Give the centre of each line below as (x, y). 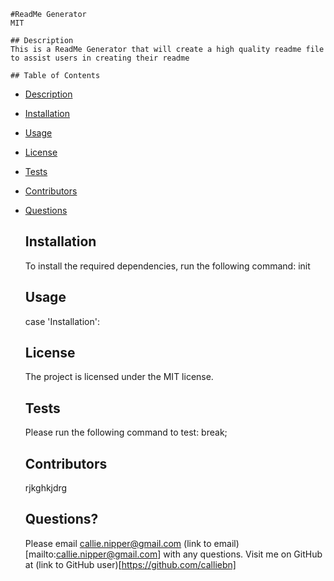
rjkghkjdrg (46, 488)
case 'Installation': (62, 321)
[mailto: (40, 554)
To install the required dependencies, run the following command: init (167, 266)
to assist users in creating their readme (100, 58)
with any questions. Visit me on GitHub (243, 554)
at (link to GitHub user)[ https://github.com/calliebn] (130, 564)
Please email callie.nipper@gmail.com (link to (118, 543)
